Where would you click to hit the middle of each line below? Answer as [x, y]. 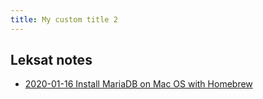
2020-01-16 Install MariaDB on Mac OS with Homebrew [138, 84]
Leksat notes [51, 60]
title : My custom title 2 [64, 19]
